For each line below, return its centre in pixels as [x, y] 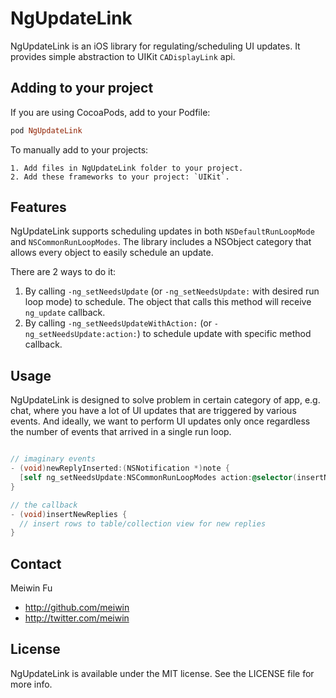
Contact [36, 563]
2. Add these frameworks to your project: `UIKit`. [120, 177]
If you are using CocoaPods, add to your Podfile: [110, 112]
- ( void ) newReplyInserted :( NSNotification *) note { [120, 468]
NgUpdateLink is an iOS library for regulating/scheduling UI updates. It [155, 46]
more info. [31, 684]
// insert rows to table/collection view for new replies [143, 523]
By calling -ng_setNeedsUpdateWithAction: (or [118, 323]
